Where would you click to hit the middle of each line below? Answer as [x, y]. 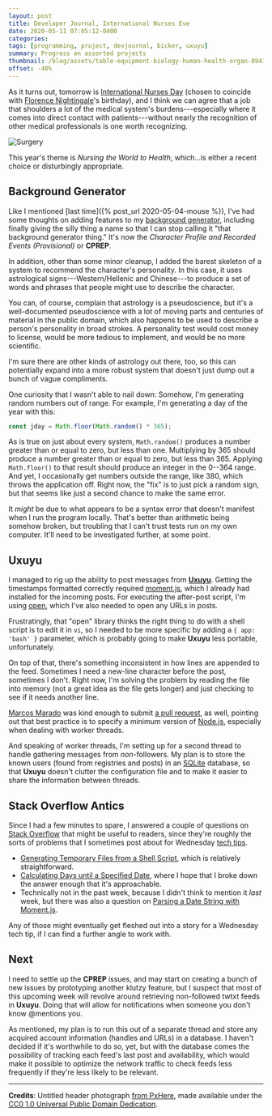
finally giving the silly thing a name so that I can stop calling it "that [120, 228]
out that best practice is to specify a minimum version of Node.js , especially [135, 722]
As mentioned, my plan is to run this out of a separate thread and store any [133, 1029]
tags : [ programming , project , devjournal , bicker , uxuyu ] [108, 46]
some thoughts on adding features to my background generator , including [132, 219]
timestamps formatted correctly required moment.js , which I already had [129, 589]
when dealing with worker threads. [66, 731]
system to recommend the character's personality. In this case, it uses [125, 270]
